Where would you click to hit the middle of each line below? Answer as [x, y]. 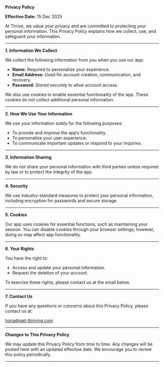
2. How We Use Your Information [39, 114]
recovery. [22, 80]
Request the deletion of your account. [50, 273]
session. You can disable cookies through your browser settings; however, [80, 229]
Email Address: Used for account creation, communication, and [76, 75]
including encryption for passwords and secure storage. [61, 201]
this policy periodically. [28, 355]
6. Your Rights [20, 249]
